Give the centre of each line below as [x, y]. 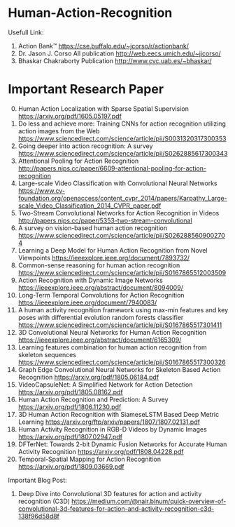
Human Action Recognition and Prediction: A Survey [93, 399]
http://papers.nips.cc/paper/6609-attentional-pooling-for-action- [112, 168]
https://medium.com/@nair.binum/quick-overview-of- [149, 501]
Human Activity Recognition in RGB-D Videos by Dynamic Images [112, 429]
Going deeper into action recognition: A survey [85, 146]
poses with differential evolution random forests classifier [101, 317]
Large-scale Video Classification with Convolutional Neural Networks [117, 183]
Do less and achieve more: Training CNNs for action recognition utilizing [122, 124]
